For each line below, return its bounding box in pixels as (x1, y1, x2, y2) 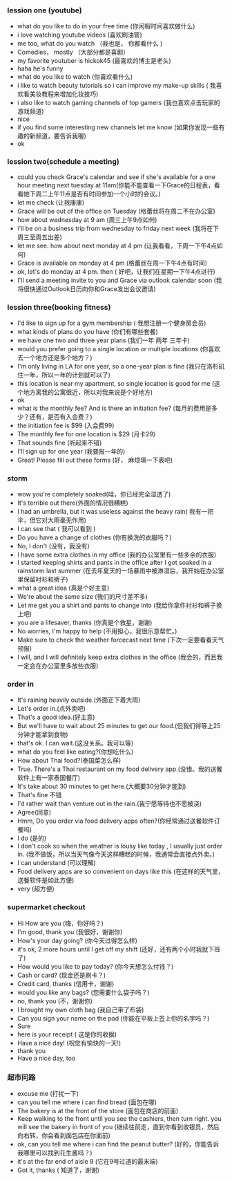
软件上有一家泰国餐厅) (17, 774, 81, 782)
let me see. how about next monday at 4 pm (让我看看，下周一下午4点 (17, 241, 217, 250)
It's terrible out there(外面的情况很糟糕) (17, 499, 129, 507)
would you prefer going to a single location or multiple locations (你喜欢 (17, 344, 221, 353)
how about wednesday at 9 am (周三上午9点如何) (17, 215, 157, 223)
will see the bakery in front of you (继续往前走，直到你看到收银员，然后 (17, 1123, 220, 1131)
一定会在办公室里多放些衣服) (17, 662, 99, 670)
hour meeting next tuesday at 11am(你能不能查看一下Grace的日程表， (17, 180, 215, 189)
